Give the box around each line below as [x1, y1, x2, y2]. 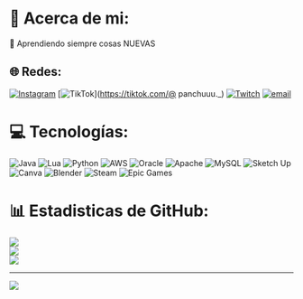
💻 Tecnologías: [9, 121, 129, 142]
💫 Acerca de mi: [9, 8, 130, 29]
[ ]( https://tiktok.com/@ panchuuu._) [57, 88, 225, 98]
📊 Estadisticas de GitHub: [9, 201, 209, 220]
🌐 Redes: [9, 64, 62, 79]
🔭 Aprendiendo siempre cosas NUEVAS [9, 38, 156, 49]
